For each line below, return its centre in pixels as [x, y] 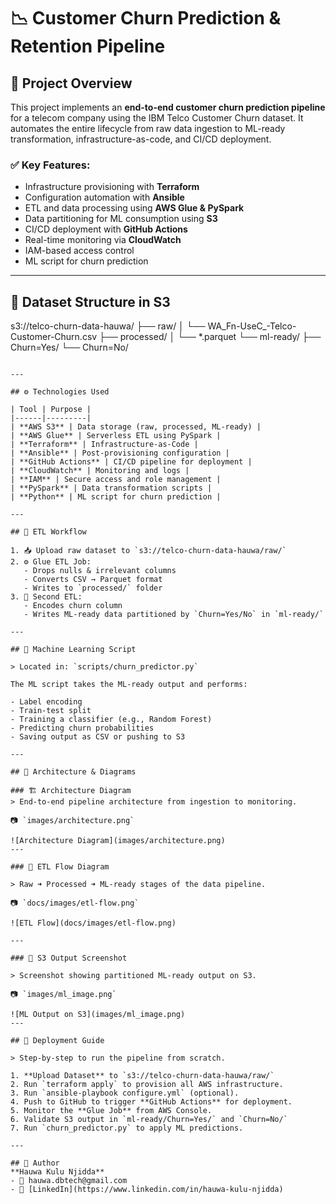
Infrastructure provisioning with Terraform [112, 187]
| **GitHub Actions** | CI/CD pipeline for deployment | [131, 462]
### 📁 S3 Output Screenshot [69, 958]
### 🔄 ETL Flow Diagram [60, 867]
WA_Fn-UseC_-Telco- [252, 326]
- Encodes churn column [73, 606]
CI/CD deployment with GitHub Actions [106, 229]
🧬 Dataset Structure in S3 [90, 301]
